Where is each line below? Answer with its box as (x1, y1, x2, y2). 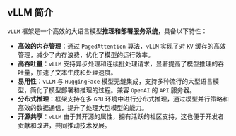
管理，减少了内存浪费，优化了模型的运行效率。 (17, 50, 154, 58)
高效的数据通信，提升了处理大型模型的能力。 (17, 103, 148, 111)
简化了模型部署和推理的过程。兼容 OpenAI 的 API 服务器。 (30, 85, 196, 94)
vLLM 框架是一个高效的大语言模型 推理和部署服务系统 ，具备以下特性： (7, 27, 208, 35)
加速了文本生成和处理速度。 (36, 68, 117, 76)
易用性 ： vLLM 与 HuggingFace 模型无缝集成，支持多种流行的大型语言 (17, 77, 213, 85)
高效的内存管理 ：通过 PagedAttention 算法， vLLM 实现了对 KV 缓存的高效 (17, 42, 226, 50)
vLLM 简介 (7, 6, 53, 19)
